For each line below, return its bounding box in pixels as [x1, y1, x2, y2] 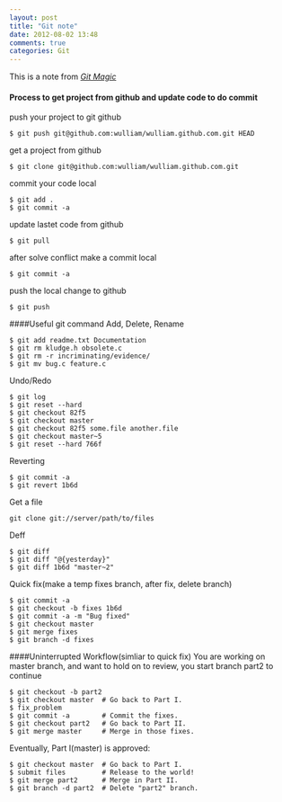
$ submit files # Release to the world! [9, 768, 195, 778]
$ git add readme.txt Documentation [9, 336, 146, 345]
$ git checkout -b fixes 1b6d [9, 604, 123, 613]
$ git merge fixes [9, 628, 78, 637]
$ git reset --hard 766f [9, 440, 102, 450]
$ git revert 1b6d [9, 481, 78, 490]
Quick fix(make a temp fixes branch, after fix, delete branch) [9, 579, 233, 590]
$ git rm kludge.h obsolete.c [9, 343, 123, 353]
